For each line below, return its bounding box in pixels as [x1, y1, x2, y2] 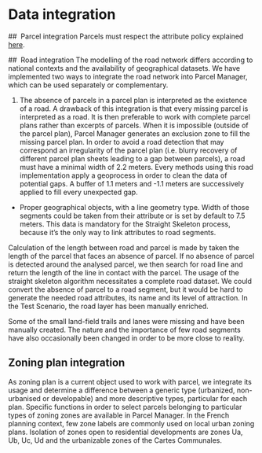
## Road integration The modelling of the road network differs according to [8, 55, 253, 64]
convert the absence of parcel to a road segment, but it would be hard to [8, 285, 243, 294]
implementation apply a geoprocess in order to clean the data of [19, 171, 227, 180]
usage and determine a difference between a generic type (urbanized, [8, 385, 235, 395]
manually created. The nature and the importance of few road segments [8, 325, 241, 334]
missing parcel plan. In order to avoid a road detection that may [19, 137, 224, 146]
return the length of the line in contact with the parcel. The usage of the [8, 267, 239, 277]
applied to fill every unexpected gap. [19, 187, 139, 197]
